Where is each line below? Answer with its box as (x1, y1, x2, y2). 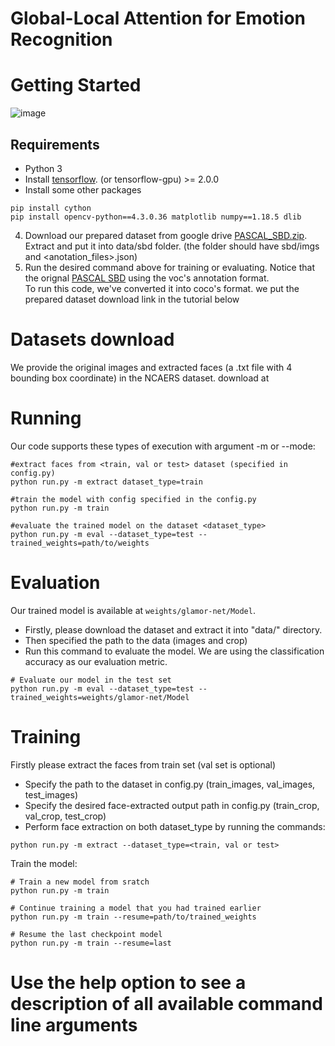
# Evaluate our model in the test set (10, 675, 172, 685)
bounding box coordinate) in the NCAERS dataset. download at (10, 372, 270, 384)
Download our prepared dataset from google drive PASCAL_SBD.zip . (24, 229, 308, 241)
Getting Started (10, 74, 142, 97)
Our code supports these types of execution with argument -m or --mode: (10, 440, 316, 452)
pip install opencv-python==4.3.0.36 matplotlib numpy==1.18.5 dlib (10, 212, 302, 222)
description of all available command (10, 992, 323, 1015)
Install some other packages (24, 183, 142, 196)
